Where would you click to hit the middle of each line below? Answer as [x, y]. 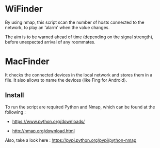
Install [15, 95]
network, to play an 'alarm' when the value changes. [57, 27]
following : [15, 112]
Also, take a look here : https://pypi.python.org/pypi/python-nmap [71, 140]
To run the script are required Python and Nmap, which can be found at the [80, 107]
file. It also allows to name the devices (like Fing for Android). [66, 80]
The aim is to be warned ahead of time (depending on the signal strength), [79, 37]
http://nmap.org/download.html [43, 131]
